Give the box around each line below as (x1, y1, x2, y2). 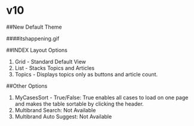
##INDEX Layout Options (6, 46, 67, 54)
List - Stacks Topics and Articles (14, 64, 95, 72)
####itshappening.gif (6, 35, 60, 42)
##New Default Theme (6, 23, 62, 30)
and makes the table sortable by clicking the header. (14, 100, 144, 107)
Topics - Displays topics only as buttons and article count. (14, 70, 158, 78)
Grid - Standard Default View (14, 58, 87, 65)
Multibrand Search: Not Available (14, 106, 96, 113)
